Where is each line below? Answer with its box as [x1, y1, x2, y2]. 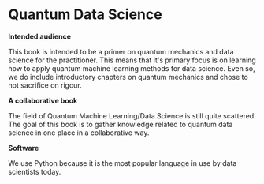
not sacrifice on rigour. [8, 81, 82, 90]
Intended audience [8, 32, 72, 41]
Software [8, 143, 39, 152]
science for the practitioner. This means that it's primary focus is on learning [8, 55, 256, 65]
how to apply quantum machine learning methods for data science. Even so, [8, 63, 255, 73]
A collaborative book [8, 96, 78, 105]
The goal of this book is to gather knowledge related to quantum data [8, 119, 233, 129]
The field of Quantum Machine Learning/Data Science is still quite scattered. [8, 111, 256, 120]
